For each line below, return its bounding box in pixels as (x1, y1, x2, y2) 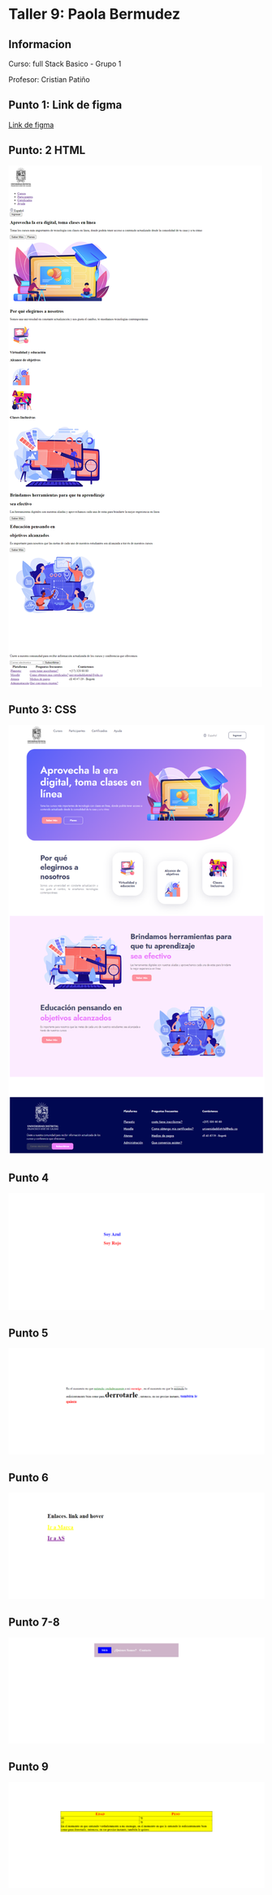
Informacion (8, 37, 71, 51)
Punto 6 (8, 1471, 49, 1485)
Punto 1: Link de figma (8, 99, 123, 112)
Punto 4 (8, 1170, 50, 1185)
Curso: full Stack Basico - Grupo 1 (8, 59, 122, 68)
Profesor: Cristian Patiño (8, 75, 91, 84)
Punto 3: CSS (8, 703, 77, 717)
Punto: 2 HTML (8, 143, 86, 157)
